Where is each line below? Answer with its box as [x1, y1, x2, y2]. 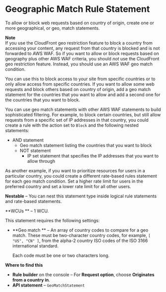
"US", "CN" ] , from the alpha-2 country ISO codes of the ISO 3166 [12, 238, 148, 243]
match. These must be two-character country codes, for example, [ [12, 232, 151, 238]
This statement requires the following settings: [5, 217, 100, 223]
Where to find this [5, 262, 43, 268]
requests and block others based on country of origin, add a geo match [5, 86, 151, 92]
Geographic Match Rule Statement [5, 3, 150, 15]
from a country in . [12, 277, 51, 283]
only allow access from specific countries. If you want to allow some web [5, 81, 155, 87]
